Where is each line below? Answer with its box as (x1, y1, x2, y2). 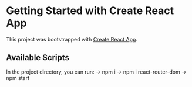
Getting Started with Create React (6, 4, 174, 18)
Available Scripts (6, 53, 69, 62)
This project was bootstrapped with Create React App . (6, 36, 138, 43)
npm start (6, 74, 30, 81)
